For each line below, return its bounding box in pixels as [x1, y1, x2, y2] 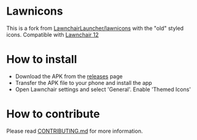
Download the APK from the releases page [15, 72, 123, 80]
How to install [6, 53, 78, 67]
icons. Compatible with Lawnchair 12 [6, 31, 99, 38]
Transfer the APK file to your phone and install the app [15, 79, 152, 86]
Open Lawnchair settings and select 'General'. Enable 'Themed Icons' [15, 86, 191, 93]
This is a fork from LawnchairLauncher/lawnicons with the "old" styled [6, 24, 184, 32]
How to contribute [6, 107, 100, 121]
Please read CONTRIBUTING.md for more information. [6, 127, 143, 134]
